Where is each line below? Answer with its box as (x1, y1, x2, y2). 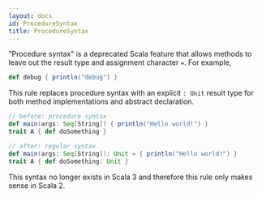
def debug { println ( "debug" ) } (8, 74, 118, 82)
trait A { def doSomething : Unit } (8, 157, 129, 165)
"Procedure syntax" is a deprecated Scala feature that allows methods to (8, 49, 252, 59)
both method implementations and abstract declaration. (8, 96, 195, 106)
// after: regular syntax (8, 142, 96, 150)
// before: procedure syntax (8, 113, 107, 121)
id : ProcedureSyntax (8, 19, 79, 28)
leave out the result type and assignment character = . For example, (8, 58, 232, 67)
